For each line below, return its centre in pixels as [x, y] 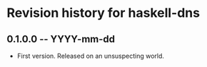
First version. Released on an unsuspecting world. [91, 56]
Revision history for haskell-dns [103, 13]
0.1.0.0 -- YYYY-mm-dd [61, 39]
